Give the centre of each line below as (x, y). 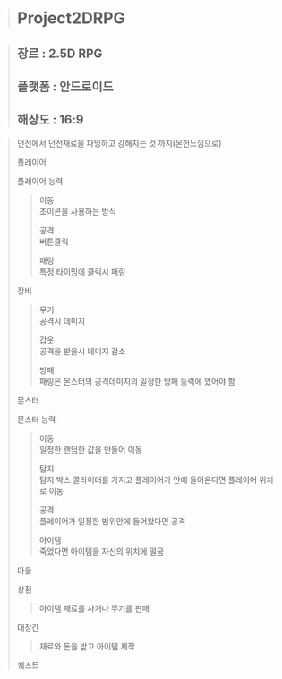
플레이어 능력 (40, 181)
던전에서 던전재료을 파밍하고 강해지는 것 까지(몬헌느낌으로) (119, 143)
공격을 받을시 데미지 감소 (82, 351)
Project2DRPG (71, 18)
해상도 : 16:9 (50, 120)
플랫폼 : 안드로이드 (65, 86)
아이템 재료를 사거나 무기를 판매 (94, 608)
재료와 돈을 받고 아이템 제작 (87, 646)
